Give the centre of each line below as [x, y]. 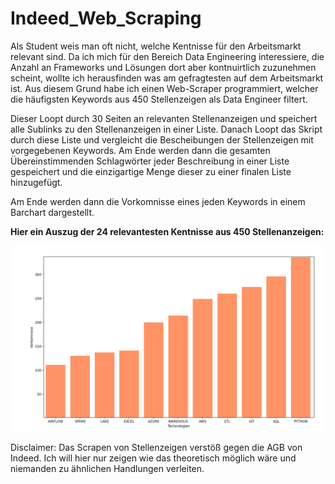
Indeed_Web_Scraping [106, 18]
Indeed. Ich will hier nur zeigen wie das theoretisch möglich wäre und [153, 458]
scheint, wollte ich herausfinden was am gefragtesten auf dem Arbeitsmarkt [167, 78]
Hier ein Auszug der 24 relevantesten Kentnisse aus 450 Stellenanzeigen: [167, 231]
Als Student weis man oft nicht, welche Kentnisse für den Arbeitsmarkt [156, 46]
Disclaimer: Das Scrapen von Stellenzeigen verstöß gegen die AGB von [156, 448]
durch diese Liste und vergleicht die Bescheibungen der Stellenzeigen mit [162, 139]
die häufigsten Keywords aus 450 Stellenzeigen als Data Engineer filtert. [159, 99]
